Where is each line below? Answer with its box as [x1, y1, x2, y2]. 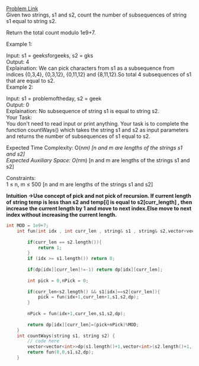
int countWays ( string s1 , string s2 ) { [17, 333, 115, 339]
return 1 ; [37, 245, 62, 251]
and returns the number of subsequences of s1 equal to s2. [6, 133, 151, 140]
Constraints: [6, 175, 36, 181]
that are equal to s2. [6, 77, 55, 84]
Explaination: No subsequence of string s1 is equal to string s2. [6, 108, 160, 114]
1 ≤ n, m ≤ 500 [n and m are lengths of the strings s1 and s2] [6, 181, 153, 188]
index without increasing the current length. [6, 211, 117, 218]
